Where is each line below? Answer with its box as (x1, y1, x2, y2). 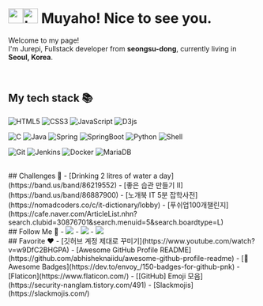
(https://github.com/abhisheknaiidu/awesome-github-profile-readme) (8, 253, 235, 263)
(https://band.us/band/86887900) (8, 190, 119, 199)
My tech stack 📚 (8, 92, 93, 105)
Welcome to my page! (8, 36, 80, 45)
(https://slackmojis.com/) (8, 289, 90, 298)
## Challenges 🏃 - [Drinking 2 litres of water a (8, 171, 158, 180)
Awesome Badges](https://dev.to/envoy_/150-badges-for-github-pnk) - (8, 262, 240, 271)
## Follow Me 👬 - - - (8, 226, 95, 236)
